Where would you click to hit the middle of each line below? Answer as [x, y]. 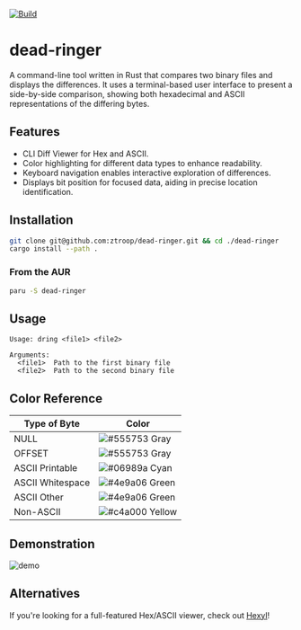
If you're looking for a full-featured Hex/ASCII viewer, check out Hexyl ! [140, 615]
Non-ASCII [37, 512]
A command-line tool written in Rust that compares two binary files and [141, 75]
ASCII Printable [46, 468]
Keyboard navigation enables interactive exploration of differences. [146, 173]
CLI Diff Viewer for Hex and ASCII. [85, 154]
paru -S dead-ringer [48, 291]
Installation [41, 220]
